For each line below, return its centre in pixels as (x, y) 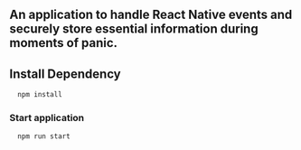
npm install (40, 95)
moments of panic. (64, 43)
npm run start (44, 136)
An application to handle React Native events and (151, 15)
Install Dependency (66, 74)
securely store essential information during (134, 29)
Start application (47, 118)
